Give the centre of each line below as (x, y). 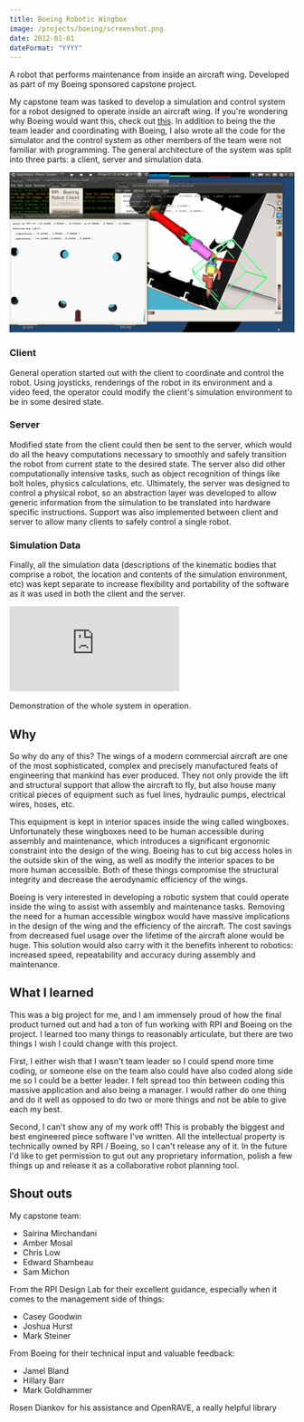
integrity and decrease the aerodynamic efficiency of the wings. (129, 879)
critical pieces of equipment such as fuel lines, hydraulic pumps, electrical (147, 794)
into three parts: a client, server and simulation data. (106, 159)
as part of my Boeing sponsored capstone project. (103, 84)
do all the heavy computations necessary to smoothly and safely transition (148, 454)
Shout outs (41, 1194)
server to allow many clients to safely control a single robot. (121, 522)
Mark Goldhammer (57, 1389)
